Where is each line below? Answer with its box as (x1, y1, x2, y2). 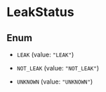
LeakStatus (6, 4, 74, 20)
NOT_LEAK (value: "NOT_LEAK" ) (16, 64, 100, 72)
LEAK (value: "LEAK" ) (16, 50, 74, 59)
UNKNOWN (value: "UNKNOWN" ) (16, 77, 93, 86)
